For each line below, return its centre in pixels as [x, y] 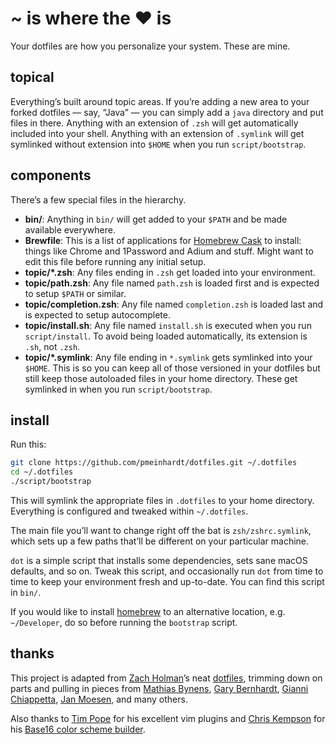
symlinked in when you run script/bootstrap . [118, 389]
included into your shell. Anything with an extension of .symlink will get [157, 133]
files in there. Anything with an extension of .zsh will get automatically [154, 123]
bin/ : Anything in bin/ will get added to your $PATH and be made [156, 219]
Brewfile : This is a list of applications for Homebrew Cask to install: [163, 240]
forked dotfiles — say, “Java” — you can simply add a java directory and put [167, 112]
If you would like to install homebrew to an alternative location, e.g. [148, 611]
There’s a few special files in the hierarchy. [98, 199]
